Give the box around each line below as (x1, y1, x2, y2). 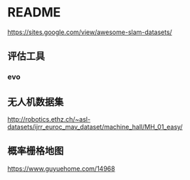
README (7, 4, 61, 21)
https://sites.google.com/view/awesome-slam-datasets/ (7, 28, 172, 36)
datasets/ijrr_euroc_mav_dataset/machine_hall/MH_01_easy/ (7, 122, 183, 132)
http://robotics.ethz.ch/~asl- (7, 115, 91, 124)
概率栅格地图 (7, 145, 64, 157)
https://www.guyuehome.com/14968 (7, 164, 115, 173)
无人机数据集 (7, 95, 64, 107)
